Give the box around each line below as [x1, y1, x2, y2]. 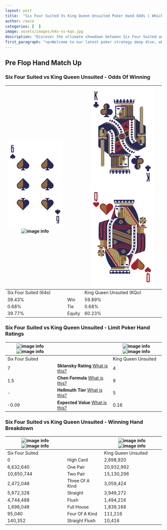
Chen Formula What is [57, 375, 103, 381]
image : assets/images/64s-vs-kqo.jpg [5, 29, 83, 34]
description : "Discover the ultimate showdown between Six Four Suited [5, 34, 157, 39]
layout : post [5, 8, 32, 13]
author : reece [5, 18, 35, 23]
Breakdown [5, 425, 33, 432]
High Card [67, 457, 88, 463]
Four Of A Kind [67, 511, 97, 517]
